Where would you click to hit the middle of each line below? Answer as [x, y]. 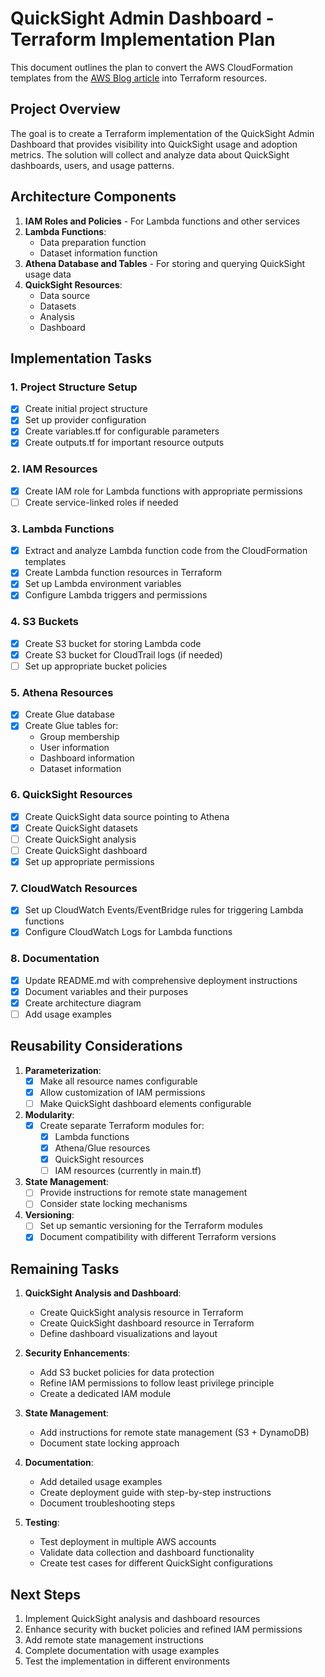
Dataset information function [98, 253]
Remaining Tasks [65, 1268]
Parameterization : [63, 1070]
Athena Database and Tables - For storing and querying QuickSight [165, 263]
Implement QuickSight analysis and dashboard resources [142, 1619]
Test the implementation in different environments [127, 1661]
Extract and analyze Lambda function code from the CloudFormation [166, 551]
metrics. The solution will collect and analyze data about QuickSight [150, 154]
